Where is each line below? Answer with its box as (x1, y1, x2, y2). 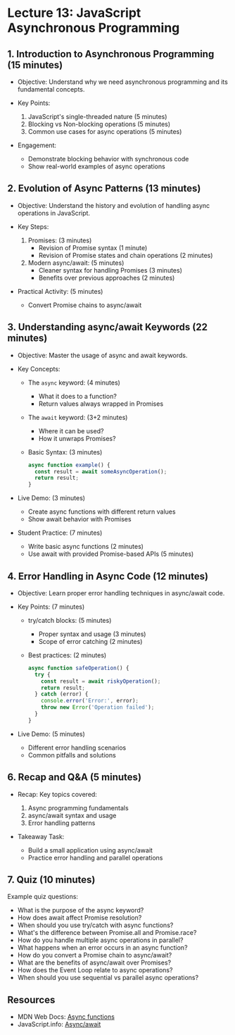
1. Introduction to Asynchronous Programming (7, 48, 215, 60)
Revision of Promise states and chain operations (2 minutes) (38, 251, 213, 259)
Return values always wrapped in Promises (38, 399, 164, 408)
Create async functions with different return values (27, 507, 176, 516)
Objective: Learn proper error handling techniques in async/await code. (17, 588, 225, 597)
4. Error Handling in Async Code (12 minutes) (7, 570, 209, 582)
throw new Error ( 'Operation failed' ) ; (41, 704, 155, 711)
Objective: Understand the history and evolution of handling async (17, 201, 210, 209)
